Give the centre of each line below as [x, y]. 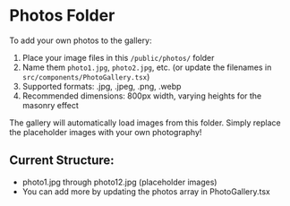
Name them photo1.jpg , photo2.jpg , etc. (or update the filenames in [147, 67]
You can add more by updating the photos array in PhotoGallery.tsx [146, 191]
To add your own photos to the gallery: [81, 40]
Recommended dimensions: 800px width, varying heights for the [142, 96]
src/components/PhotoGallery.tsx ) [86, 76]
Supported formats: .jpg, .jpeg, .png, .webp [102, 86]
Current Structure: [62, 161]
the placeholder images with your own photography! [106, 132]
